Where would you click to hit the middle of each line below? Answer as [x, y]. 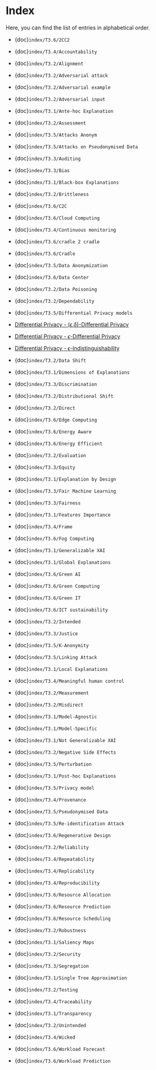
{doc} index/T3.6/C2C [41, 205]
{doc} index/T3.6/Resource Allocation [62, 894]
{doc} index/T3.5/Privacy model [55, 787]
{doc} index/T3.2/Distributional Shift [64, 395]
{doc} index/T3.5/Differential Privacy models [73, 313]
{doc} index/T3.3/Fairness [48, 503]
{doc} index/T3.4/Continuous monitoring [65, 229]
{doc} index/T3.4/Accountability [56, 51]
